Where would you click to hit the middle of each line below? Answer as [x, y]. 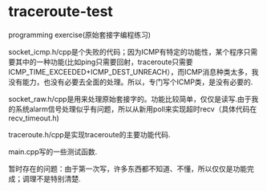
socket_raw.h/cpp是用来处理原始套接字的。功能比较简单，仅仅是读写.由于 [130, 99]
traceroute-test [61, 12]
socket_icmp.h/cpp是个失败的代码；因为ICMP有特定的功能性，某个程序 [126, 51]
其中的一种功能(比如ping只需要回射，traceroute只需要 [104, 62]
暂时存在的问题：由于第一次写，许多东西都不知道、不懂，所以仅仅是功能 [127, 169]
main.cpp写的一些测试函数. [53, 152]
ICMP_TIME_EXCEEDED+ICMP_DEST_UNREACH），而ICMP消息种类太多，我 [133, 71]
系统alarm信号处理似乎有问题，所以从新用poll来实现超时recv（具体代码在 [136, 109]
